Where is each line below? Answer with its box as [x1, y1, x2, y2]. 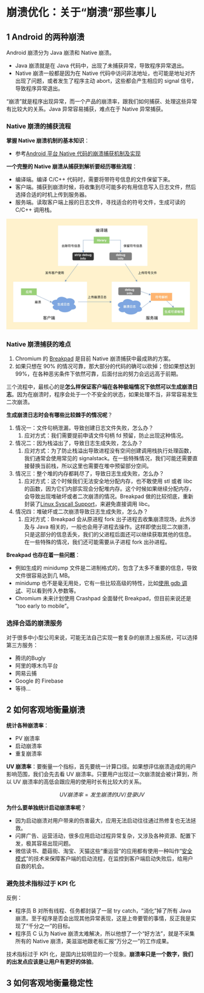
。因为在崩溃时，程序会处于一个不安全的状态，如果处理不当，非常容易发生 [12, 390, 198, 398]
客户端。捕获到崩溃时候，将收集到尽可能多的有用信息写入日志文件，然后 [15, 183, 196, 191]
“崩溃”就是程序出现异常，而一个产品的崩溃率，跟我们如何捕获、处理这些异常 [6, 98, 197, 105]
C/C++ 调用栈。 [15, 206, 55, 214]
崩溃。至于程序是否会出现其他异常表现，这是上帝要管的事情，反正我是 [15, 914, 191, 922]
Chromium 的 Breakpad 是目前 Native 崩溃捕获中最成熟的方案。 [15, 354, 174, 362]
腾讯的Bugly [15, 654, 46, 662]
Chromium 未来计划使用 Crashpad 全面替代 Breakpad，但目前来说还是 [15, 594, 192, 602]
